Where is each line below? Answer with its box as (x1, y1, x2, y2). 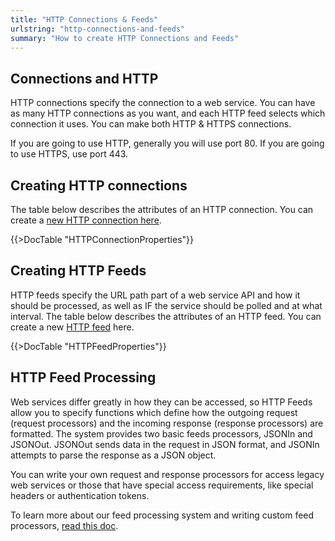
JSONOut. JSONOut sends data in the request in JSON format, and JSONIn (10, 438, 320, 450)
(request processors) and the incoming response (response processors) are (10, 417, 324, 429)
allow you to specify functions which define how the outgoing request (10, 406, 298, 418)
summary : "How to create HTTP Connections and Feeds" (10, 33, 240, 43)
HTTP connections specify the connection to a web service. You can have (10, 97, 316, 109)
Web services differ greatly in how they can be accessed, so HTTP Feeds (10, 396, 313, 408)
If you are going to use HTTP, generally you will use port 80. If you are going (10, 137, 325, 150)
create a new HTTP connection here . (10, 214, 162, 226)
